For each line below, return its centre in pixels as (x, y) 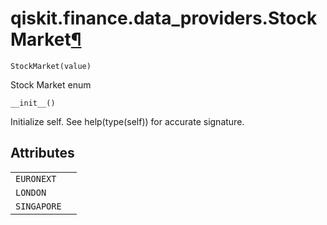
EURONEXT (36, 178)
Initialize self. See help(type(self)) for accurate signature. (127, 121)
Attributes (42, 153)
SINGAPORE (38, 206)
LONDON (31, 192)
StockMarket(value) (51, 66)
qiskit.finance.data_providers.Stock (164, 18)
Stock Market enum (51, 84)
